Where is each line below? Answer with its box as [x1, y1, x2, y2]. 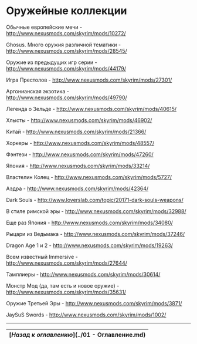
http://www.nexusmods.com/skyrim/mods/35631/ [6, 288, 127, 295]
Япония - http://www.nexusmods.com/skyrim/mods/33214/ [6, 162, 150, 169]
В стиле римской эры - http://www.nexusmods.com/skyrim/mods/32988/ [6, 207, 186, 215]
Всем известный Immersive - [6, 253, 78, 260]
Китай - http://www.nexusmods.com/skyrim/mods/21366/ [6, 128, 147, 135]
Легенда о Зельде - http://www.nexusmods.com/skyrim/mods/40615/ [6, 105, 177, 112]
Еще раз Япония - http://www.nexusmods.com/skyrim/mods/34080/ [6, 219, 173, 226]
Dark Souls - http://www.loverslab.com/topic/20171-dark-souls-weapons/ [6, 196, 184, 203]
